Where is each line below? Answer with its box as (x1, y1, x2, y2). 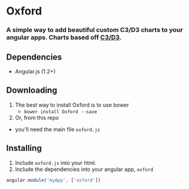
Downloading (6, 85, 57, 96)
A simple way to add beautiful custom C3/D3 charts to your (6, 26, 184, 34)
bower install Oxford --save (23, 108, 98, 115)
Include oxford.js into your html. (14, 159, 97, 166)
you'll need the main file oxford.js (14, 125, 101, 133)
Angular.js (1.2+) (14, 67, 56, 75)
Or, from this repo (14, 114, 59, 121)
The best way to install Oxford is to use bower (14, 101, 129, 108)
